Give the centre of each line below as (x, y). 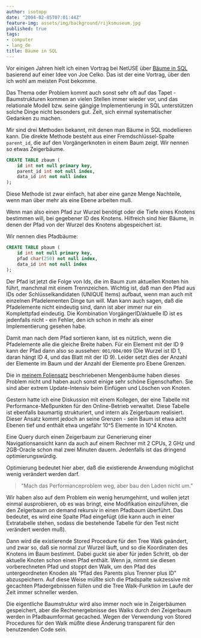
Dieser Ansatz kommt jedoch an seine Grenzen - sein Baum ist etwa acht (96, 418)
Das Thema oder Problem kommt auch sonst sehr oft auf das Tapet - (91, 92)
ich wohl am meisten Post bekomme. (52, 81)
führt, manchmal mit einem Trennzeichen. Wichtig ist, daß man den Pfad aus (101, 288)
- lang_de (19, 46)
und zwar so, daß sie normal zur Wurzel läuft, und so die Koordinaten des (97, 547)
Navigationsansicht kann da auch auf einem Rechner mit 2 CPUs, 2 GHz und (100, 443)
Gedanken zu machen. (34, 118)
